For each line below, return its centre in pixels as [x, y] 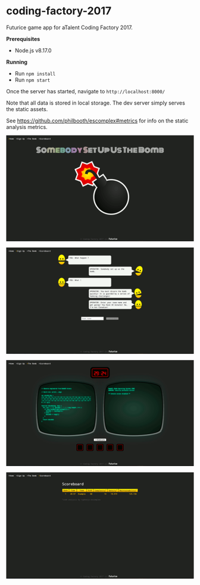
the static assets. [27, 109]
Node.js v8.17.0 [33, 50]
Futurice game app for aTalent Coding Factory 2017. [69, 27]
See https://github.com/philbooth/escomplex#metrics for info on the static [97, 121]
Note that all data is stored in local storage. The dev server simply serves [96, 103]
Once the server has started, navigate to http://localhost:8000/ [86, 91]
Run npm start [32, 80]
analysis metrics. [27, 127]
